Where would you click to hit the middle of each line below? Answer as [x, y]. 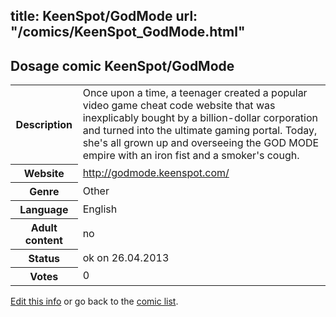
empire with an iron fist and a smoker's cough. [191, 156]
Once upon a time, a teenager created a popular [195, 93]
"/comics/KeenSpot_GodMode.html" [128, 32]
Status [44, 258]
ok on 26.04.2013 [126, 257]
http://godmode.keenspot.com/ [156, 172]
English [100, 209]
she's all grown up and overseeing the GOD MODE [201, 143]
